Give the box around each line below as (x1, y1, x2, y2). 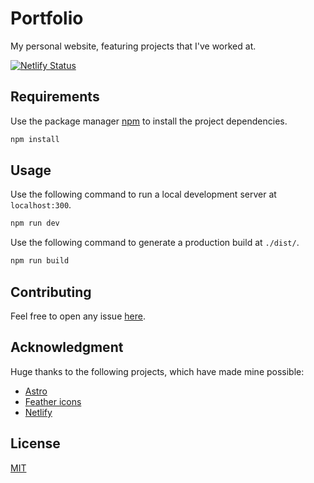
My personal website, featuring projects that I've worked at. (10, 40, 257, 52)
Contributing (10, 283, 92, 301)
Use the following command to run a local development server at (10, 188, 277, 201)
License (10, 435, 61, 452)
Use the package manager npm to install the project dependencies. (10, 115, 288, 127)
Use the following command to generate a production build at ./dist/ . (10, 237, 300, 249)
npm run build (10, 256, 70, 266)
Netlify (24, 406, 53, 418)
